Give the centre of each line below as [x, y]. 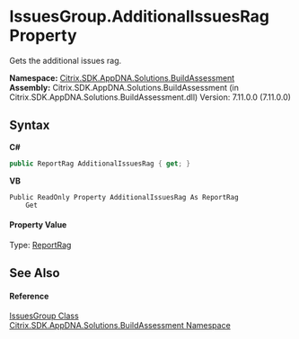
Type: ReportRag [40, 245]
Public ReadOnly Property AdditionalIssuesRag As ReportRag [124, 197]
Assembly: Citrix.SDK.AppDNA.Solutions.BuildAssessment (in [124, 87]
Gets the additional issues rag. [66, 60]
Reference [29, 296]
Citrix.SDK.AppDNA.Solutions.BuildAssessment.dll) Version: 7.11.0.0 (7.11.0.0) [150, 97]
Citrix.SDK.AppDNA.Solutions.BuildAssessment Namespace [120, 326]
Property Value [38, 225]
